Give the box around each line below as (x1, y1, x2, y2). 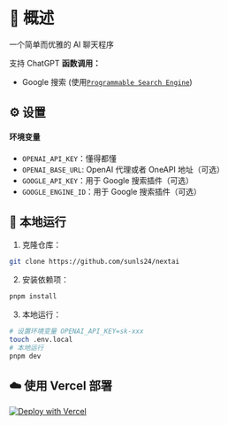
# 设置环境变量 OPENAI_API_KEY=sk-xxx (9, 327, 144, 336)
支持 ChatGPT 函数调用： (9, 58, 102, 68)
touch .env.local (9, 335, 73, 344)
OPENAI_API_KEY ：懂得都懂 (21, 152, 118, 164)
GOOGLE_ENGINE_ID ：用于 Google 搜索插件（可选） (21, 186, 201, 197)
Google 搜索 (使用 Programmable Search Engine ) (21, 76, 193, 87)
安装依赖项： (21, 274, 69, 285)
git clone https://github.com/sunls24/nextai (9, 258, 179, 267)
